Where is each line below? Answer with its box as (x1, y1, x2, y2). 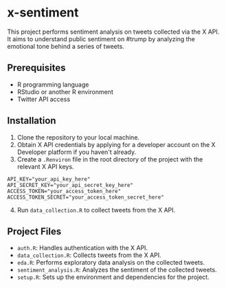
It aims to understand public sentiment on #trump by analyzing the (7, 34, 196, 43)
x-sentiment (7, 5, 79, 21)
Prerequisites (7, 62, 66, 74)
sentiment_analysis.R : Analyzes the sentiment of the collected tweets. (16, 266, 218, 274)
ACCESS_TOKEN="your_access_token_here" (7, 188, 122, 195)
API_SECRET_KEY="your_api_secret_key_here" (7, 181, 134, 188)
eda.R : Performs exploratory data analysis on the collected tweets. (16, 258, 205, 267)
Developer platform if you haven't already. (16, 148, 136, 156)
